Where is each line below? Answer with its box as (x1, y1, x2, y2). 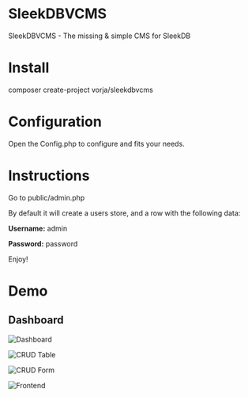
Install (8, 59, 50, 77)
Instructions (8, 167, 90, 185)
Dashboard (8, 314, 64, 327)
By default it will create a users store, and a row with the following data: (8, 208, 241, 218)
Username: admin (8, 223, 68, 233)
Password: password (8, 239, 78, 248)
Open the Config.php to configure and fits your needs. (8, 139, 186, 148)
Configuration (8, 113, 103, 131)
